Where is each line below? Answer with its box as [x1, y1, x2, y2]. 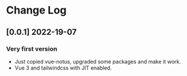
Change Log [6, 4, 67, 17]
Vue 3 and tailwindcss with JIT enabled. [14, 64, 112, 71]
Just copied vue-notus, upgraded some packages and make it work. [14, 58, 181, 65]
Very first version [6, 45, 58, 53]
